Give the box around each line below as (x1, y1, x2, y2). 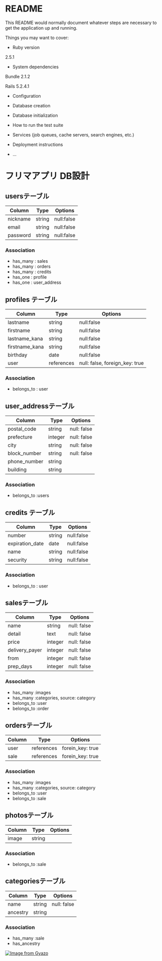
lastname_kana (7, 335, 43, 342)
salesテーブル (5, 599, 48, 607)
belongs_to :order (12, 705, 49, 711)
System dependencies (12, 64, 59, 70)
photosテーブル (5, 811, 54, 820)
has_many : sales (12, 258, 48, 264)
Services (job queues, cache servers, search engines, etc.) (12, 131, 134, 138)
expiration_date (7, 540, 44, 547)
